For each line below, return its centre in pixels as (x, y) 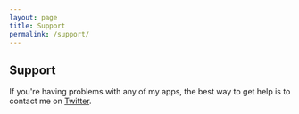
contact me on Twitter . (50, 101)
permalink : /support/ (50, 34)
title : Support (37, 26)
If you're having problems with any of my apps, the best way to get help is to (150, 92)
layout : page (33, 17)
